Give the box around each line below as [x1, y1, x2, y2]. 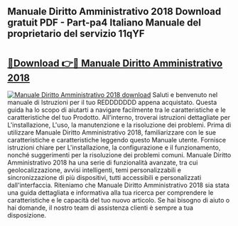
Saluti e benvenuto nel [152, 91, 218, 98]
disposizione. [7, 211, 47, 219]
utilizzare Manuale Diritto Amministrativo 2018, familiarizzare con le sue [7, 128, 217, 137]
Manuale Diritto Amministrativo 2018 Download [7, 6, 222, 18]
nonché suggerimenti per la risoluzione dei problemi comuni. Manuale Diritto [7, 151, 232, 159]
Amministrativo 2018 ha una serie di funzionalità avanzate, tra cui [7, 159, 198, 166]
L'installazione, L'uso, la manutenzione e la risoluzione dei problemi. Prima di [7, 120, 232, 129]
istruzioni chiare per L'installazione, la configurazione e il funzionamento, [7, 143, 221, 152]
